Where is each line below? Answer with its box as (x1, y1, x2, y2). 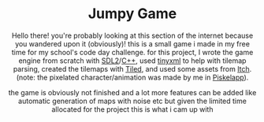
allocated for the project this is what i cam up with (51, 104, 214, 114)
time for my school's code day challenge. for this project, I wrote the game (11, 47, 254, 57)
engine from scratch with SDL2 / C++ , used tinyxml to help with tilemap (18, 56, 247, 65)
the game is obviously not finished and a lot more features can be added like (8, 87, 257, 97)
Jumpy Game (87, 5, 177, 23)
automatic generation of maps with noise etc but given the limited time (18, 96, 247, 105)
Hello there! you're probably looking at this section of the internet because (11, 31, 254, 40)
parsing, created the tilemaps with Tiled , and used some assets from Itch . (13, 64, 252, 73)
